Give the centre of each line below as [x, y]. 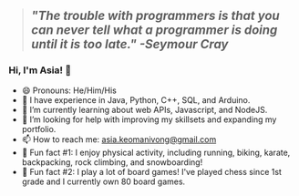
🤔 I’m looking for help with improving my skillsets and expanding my [149, 119]
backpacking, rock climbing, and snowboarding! [112, 162]
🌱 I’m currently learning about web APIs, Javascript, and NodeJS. [144, 109]
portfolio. [39, 129]
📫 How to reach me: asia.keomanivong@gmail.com [119, 139]
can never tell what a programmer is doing [154, 31]
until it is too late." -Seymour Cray [129, 44]
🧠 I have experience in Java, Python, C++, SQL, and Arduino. [136, 99]
